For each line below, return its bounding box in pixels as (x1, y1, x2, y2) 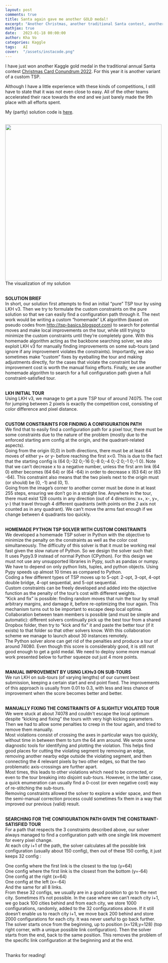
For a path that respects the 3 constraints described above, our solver (5, 826, 149, 832)
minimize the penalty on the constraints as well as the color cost (5, 537, 137, 543)
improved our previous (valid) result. (5, 801, 80, 807)
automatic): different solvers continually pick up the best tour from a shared (5, 616, 161, 623)
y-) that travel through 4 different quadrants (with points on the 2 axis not (5, 501, 156, 507)
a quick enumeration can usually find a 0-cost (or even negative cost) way (5, 779, 158, 785)
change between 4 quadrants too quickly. (5, 511, 91, 517)
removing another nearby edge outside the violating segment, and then (5, 753, 152, 759)
